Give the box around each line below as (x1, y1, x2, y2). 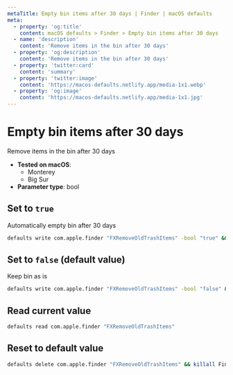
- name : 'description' (13, 36, 79, 43)
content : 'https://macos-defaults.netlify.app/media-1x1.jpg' (19, 94, 203, 101)
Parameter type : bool (17, 182, 80, 191)
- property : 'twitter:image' (13, 74, 98, 82)
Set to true (7, 203, 54, 215)
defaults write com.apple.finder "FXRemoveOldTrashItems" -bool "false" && (7, 285, 231, 292)
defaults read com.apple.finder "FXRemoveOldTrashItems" (7, 324, 175, 331)
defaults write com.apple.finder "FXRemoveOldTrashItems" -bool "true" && (7, 234, 228, 242)
